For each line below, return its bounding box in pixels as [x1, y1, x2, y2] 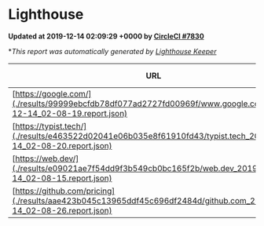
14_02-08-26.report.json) [12, 205, 112, 216]
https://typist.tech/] [15, 120, 87, 131]
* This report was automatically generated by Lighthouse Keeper [8, 46, 217, 56]
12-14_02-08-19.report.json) [12, 108, 128, 118]
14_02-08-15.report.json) [12, 173, 112, 184]
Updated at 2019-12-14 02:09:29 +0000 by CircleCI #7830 [8, 31, 204, 41]
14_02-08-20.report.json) [12, 140, 112, 151]
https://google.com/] [15, 88, 92, 99]
